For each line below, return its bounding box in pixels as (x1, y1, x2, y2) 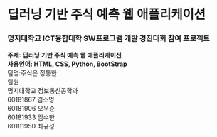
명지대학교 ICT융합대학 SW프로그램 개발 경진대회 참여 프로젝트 (7, 33, 210, 43)
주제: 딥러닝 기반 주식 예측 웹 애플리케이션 (7, 51, 122, 60)
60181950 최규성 (7, 122, 55, 131)
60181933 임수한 (7, 113, 55, 121)
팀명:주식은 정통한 (7, 69, 58, 77)
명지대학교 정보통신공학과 (7, 87, 78, 95)
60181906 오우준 (7, 104, 55, 113)
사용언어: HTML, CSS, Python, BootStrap (7, 60, 127, 68)
